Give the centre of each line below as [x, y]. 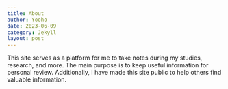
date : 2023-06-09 [32, 26]
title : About [26, 13]
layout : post [26, 39]
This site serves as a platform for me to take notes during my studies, [105, 58]
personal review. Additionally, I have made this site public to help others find [114, 73]
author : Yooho [27, 20]
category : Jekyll [32, 32]
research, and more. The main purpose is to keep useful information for [108, 65]
